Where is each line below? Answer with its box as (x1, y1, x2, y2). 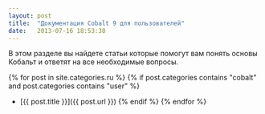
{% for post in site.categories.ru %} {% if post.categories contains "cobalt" (8, 73, 257, 83)
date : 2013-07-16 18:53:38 (8, 26, 106, 35)
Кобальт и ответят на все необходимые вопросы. (8, 57, 179, 67)
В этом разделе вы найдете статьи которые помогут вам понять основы (8, 49, 259, 59)
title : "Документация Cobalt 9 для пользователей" (8, 19, 185, 27)
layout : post (8, 11, 52, 20)
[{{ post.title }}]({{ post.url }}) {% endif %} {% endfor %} (19, 97, 207, 107)
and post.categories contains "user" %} (8, 81, 141, 91)
